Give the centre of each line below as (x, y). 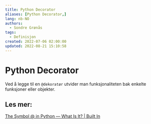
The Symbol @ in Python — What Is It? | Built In (53, 116)
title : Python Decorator (30, 10)
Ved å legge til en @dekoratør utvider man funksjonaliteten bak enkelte (76, 84)
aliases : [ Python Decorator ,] (36, 14)
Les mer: (19, 104)
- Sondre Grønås (26, 28)
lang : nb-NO (17, 19)
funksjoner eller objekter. (30, 89)
